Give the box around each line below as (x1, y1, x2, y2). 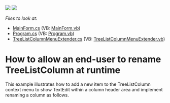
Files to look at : (5, 15, 38, 21)
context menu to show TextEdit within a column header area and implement (5, 86, 163, 92)
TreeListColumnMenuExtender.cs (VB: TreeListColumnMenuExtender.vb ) (12, 36, 165, 42)
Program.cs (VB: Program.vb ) (12, 30, 75, 37)
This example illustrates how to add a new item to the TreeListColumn (5, 81, 151, 87)
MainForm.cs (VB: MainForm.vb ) (12, 25, 81, 31)
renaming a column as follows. (5, 92, 70, 98)
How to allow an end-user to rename (5, 54, 161, 65)
